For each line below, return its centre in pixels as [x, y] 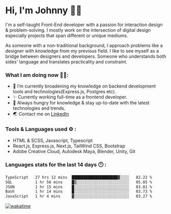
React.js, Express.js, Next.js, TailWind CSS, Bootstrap [69, 146]
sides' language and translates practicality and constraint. [66, 61]
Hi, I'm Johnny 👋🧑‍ [44, 10]
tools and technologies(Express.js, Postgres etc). [64, 92]
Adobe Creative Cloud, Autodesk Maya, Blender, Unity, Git [74, 151]
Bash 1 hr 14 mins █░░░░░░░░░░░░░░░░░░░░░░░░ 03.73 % [79, 191]
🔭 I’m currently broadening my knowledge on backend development [84, 86]
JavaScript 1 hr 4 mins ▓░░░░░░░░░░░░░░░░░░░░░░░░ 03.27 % [79, 197]
